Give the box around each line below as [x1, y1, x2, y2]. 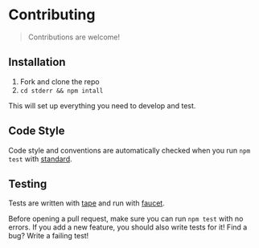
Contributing [8, 6, 96, 24]
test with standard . [8, 154, 72, 164]
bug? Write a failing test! [8, 231, 89, 241]
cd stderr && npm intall [19, 87, 104, 95]
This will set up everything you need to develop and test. [8, 100, 196, 110]
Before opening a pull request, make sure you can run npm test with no [8, 214, 244, 224]
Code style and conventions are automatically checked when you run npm [8, 145, 251, 155]
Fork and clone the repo [19, 76, 100, 86]
